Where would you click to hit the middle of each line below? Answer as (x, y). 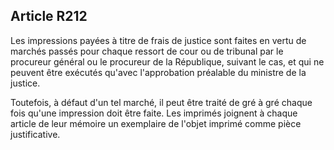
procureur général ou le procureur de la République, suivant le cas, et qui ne (167, 61)
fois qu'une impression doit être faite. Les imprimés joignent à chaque (154, 113)
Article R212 (49, 16)
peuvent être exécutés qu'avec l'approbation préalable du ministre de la (158, 72)
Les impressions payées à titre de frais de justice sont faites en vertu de (158, 40)
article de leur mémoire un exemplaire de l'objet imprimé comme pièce (156, 123)
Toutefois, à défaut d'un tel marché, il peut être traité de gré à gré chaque (161, 102)
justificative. (35, 134)
